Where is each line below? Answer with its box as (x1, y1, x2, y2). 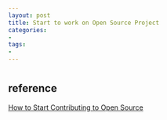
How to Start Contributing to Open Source (8, 103, 143, 112)
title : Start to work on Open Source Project (8, 19, 159, 27)
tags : (8, 41, 26, 49)
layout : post (8, 11, 51, 20)
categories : (8, 26, 47, 34)
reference (8, 82, 57, 95)
